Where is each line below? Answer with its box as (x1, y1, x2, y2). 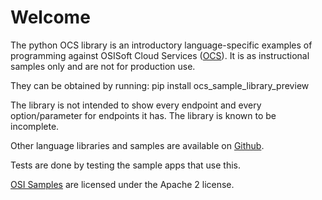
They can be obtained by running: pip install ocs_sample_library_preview (10, 79, 310, 91)
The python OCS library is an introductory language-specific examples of (10, 39, 313, 51)
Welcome (10, 6, 91, 29)
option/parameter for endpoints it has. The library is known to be (10, 109, 277, 121)
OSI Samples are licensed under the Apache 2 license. (10, 178, 235, 190)
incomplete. (10, 120, 60, 132)
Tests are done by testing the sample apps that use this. (10, 159, 242, 171)
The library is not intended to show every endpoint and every (10, 99, 262, 111)
